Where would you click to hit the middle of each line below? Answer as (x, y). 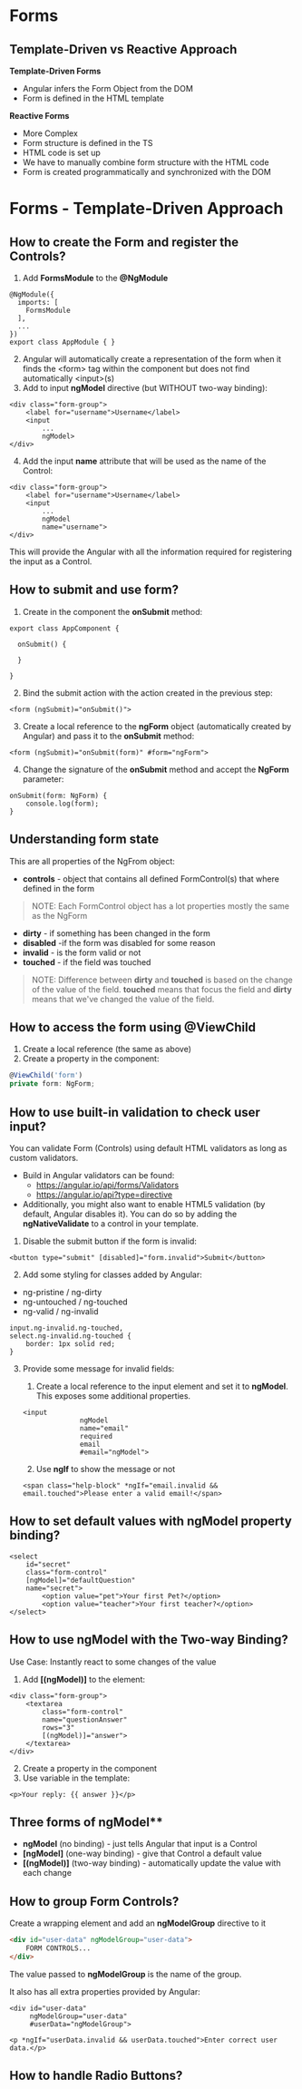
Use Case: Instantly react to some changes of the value (113, 1662)
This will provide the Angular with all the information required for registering (151, 552)
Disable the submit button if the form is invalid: (109, 1241)
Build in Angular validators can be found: (98, 1175)
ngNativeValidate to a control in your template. (111, 1224)
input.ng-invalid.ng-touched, (67, 1328)
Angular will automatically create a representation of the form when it (152, 359)
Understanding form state (84, 840)
